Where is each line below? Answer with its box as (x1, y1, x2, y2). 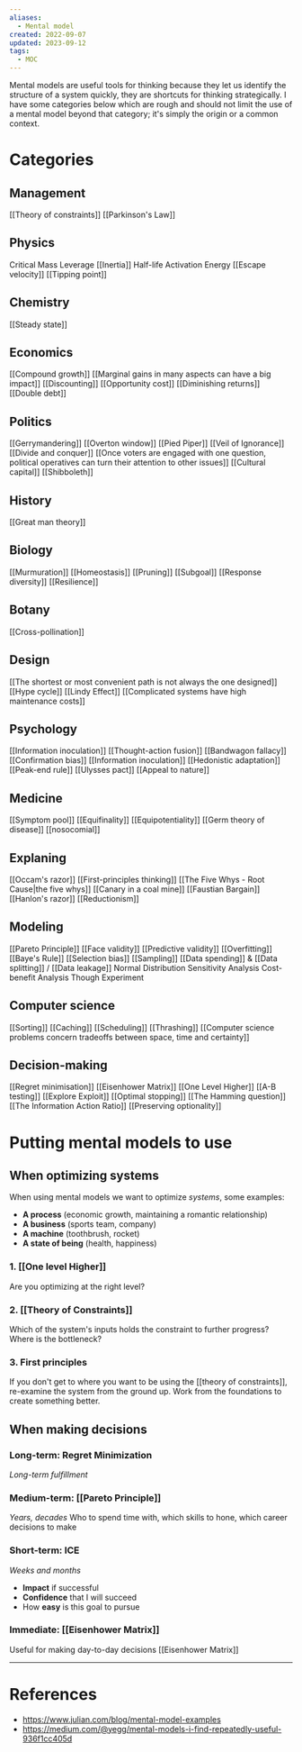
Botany (9, 603, 51, 618)
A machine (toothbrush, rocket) (22, 1229, 140, 1239)
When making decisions (9, 1421, 147, 1437)
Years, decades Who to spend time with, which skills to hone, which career (9, 1512, 288, 1523)
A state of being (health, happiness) (22, 1238, 157, 1248)
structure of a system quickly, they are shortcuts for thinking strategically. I (9, 89, 287, 100)
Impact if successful (22, 1582, 99, 1593)
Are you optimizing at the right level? (9, 1281, 146, 1292)
